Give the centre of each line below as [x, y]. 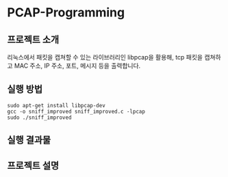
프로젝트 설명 [33, 165]
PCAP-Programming [66, 13]
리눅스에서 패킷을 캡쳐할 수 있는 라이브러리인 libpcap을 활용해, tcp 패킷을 [105, 57]
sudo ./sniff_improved [39, 118]
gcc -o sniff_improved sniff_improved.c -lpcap [76, 111]
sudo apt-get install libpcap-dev [56, 105]
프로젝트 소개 [33, 39]
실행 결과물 [29, 140]
